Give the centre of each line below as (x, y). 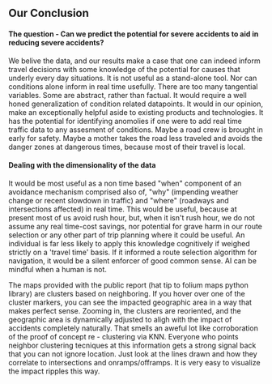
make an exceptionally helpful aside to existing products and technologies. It (136, 112)
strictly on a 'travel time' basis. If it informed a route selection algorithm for (133, 252)
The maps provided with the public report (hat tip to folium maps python (128, 285)
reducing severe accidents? (56, 42)
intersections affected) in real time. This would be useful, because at (123, 209)
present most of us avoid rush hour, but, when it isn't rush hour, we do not (132, 217)
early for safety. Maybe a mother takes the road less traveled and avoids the (136, 138)
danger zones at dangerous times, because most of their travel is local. (127, 147)
